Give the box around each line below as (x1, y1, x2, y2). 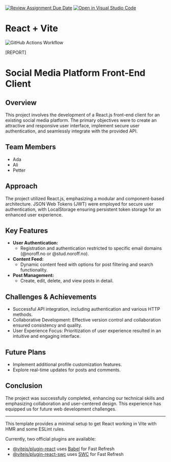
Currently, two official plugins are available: (5, 436, 96, 442)
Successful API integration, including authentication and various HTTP (12, 306, 160, 312)
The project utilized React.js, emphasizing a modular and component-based (5, 195, 164, 201)
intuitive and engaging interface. (12, 333, 81, 339)
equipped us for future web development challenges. (5, 405, 117, 412)
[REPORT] (5, 49, 26, 56)
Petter (12, 167, 26, 173)
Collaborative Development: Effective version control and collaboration (12, 317, 161, 323)
